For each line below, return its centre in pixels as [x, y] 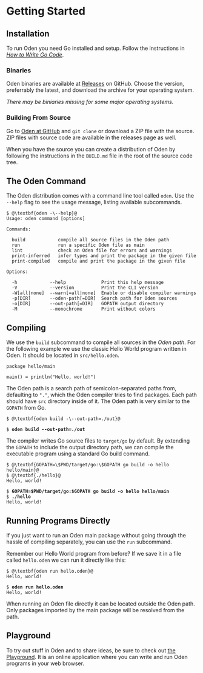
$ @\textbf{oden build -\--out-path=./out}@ [63, 419]
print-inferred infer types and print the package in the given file [104, 256]
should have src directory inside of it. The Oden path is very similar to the [98, 401]
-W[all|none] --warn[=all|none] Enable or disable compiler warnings [104, 293]
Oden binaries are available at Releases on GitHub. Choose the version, [95, 84]
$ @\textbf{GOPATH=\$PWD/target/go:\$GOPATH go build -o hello [88, 465]
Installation [28, 34]
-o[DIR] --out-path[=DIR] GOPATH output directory [88, 304]
